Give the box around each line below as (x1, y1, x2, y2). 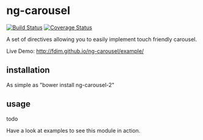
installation (6, 65, 50, 75)
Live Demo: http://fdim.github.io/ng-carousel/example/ (6, 47, 144, 55)
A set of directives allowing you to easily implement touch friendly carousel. (6, 35, 197, 43)
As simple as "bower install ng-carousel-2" (6, 81, 115, 88)
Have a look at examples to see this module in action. (6, 127, 141, 134)
